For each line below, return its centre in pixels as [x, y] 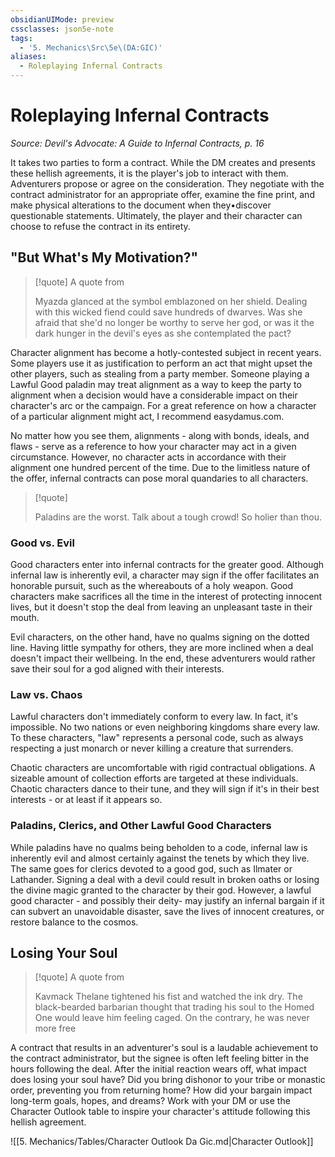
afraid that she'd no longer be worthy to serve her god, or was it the [174, 322]
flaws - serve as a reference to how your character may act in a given [153, 446]
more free [55, 1028]
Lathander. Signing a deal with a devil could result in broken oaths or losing [165, 879]
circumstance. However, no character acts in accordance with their [148, 457]
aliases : [28, 57]
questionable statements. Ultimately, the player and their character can [156, 215]
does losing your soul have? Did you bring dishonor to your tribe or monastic [168, 1080]
